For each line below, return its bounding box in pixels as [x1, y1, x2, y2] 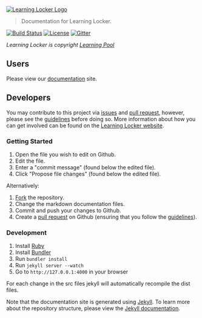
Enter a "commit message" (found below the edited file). [15, 163, 156, 171]
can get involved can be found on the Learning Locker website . [6, 122, 164, 129]
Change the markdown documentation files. [15, 200, 126, 207]
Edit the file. [15, 157, 45, 164]
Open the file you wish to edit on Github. [15, 150, 116, 158]
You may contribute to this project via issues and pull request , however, [6, 108, 185, 116]
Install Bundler [15, 249, 52, 256]
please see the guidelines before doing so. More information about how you [6, 115, 196, 122]
